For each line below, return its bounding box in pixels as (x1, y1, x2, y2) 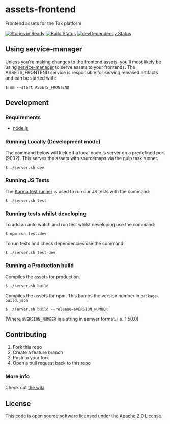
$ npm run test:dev (5, 231, 47, 236)
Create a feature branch (12, 349, 63, 355)
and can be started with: (5, 75, 56, 81)
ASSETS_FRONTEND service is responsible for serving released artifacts (5, 69, 158, 75)
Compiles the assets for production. (5, 274, 80, 280)
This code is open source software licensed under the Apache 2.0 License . (5, 413, 163, 419)
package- (140, 293, 159, 299)
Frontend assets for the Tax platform (5, 20, 82, 26)
